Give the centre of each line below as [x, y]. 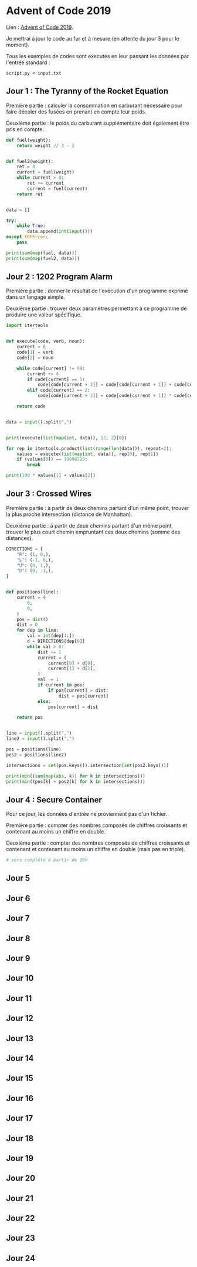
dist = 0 [27, 625]
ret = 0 [26, 167]
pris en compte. [25, 129]
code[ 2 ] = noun [35, 358]
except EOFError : [27, 237]
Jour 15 [20, 1078]
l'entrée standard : [28, 62]
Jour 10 [20, 978]
